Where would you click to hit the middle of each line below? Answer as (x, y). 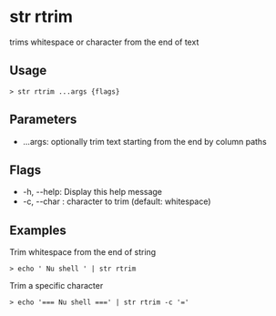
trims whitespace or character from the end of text (104, 42)
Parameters (43, 120)
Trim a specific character (56, 286)
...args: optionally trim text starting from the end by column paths (144, 141)
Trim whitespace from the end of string (83, 252)
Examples (38, 230)
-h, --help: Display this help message (92, 192)
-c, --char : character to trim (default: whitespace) (117, 201)
